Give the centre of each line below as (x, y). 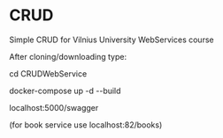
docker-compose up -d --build (65, 91)
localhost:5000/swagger (54, 107)
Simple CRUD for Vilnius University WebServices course (111, 40)
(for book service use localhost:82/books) (86, 125)
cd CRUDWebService (48, 73)
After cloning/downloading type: (68, 56)
